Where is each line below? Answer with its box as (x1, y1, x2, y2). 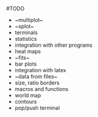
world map (14, 92, 42, 99)
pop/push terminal (14, 105, 61, 111)
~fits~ (14, 54, 30, 61)
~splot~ (14, 23, 34, 30)
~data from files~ (14, 73, 58, 80)
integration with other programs (14, 41, 93, 48)
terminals (14, 29, 38, 36)
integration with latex (14, 67, 67, 73)
